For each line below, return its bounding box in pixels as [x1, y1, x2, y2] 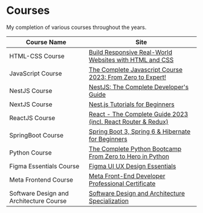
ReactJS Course [9, 113, 56, 122]
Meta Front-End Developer [88, 171, 166, 180]
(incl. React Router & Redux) [88, 117, 169, 126]
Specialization [88, 197, 129, 205]
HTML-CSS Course [9, 52, 65, 60]
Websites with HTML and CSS [88, 56, 174, 64]
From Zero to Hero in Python [88, 152, 169, 161]
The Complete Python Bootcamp [88, 144, 182, 153]
